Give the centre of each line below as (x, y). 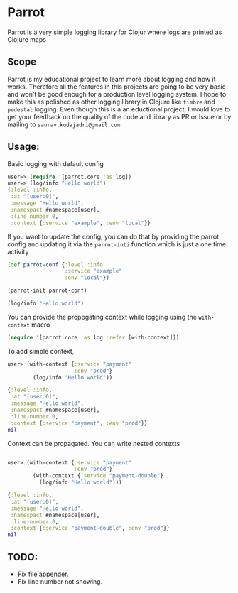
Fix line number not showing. (60, 582)
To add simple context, (41, 351)
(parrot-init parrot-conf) (47, 291)
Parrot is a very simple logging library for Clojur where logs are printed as (115, 32)
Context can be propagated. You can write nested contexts (94, 443)
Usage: (24, 147)
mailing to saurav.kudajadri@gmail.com (64, 124)
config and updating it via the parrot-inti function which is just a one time (117, 244)
